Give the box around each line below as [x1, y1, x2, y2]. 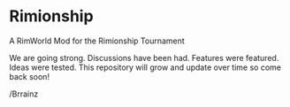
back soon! [9, 71, 50, 81]
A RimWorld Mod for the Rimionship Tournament [9, 35, 186, 46]
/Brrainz [9, 88, 39, 99]
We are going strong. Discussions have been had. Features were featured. [9, 52, 279, 63]
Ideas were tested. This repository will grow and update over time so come [9, 62, 281, 73]
